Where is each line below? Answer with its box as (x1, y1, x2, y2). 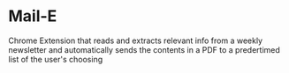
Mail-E (8, 6, 57, 26)
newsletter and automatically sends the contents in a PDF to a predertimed (8, 44, 280, 55)
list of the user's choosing (8, 54, 103, 64)
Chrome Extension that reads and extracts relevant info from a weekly (8, 35, 262, 46)
